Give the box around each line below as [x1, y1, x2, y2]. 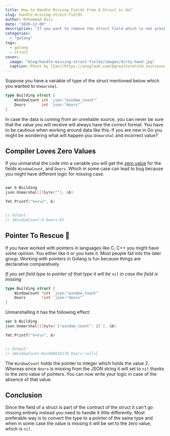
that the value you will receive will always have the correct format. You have [5, 121, 163, 127]
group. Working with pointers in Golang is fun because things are [5, 255, 141, 261]
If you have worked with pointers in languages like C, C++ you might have [5, 245, 159, 251]
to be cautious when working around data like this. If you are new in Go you [5, 127, 163, 133]
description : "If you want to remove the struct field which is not [5, 26, 153, 31]
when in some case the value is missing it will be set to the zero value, [5, 420, 152, 426]
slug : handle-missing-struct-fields [5, 12, 82, 17]
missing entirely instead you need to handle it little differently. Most [5, 410, 145, 416]
